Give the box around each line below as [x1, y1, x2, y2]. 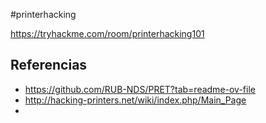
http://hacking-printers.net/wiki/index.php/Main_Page [24, 94, 247, 106]
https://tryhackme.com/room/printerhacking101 [10, 28, 205, 39]
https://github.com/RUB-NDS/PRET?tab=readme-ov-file [24, 83, 256, 95]
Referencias [10, 57, 88, 74]
